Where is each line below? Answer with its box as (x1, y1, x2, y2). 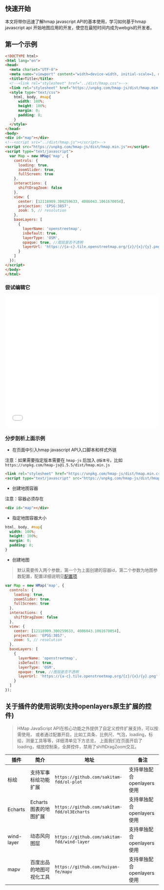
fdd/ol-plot (54, 779, 82, 784)
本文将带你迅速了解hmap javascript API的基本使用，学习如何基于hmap (5, 19, 146, 24)
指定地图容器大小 (12, 515, 47, 521)
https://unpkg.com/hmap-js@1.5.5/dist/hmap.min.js (5, 463, 110, 468)
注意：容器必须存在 (5, 496, 44, 501)
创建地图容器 (12, 485, 38, 491)
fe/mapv (54, 869, 72, 874)
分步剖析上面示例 (5, 434, 45, 441)
